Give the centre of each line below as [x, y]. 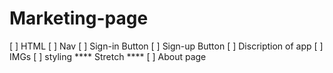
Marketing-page [79, 18]
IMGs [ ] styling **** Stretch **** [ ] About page [108, 56]
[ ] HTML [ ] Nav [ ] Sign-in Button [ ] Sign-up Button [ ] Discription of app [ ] [166, 46]
